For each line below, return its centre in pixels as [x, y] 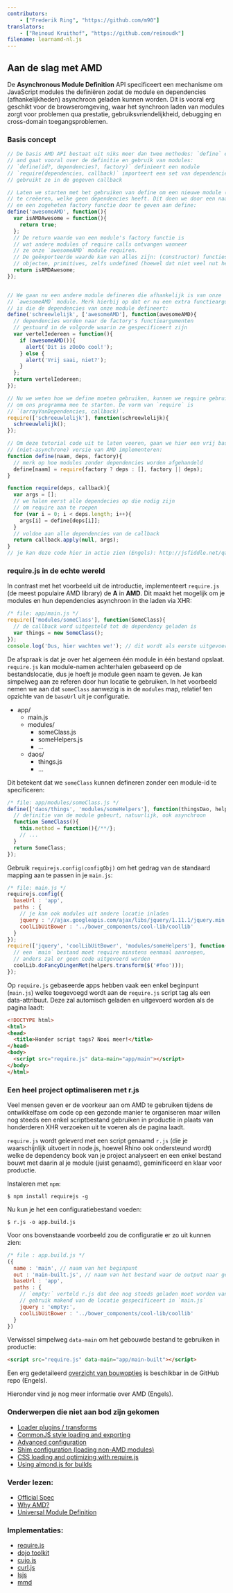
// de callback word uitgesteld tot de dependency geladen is [105, 627]
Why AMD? [33, 1505]
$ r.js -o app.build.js [42, 1222]
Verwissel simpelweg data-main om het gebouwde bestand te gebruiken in [114, 1340]
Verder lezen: [31, 1482]
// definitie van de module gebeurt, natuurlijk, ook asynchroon [110, 815]
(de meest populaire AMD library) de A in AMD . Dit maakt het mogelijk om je [116, 593]
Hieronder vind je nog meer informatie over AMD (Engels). [90, 1394]
